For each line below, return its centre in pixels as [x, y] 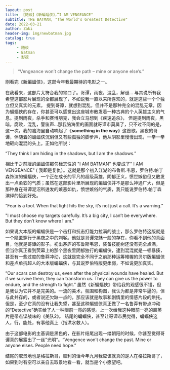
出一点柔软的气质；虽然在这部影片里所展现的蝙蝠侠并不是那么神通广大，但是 [85, 183]
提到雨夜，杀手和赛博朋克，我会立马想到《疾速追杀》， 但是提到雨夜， [87, 118]
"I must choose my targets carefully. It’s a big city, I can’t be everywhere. [81, 215]
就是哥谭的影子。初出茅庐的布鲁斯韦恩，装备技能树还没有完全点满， [89, 244]
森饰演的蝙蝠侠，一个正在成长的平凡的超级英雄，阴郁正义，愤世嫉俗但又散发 [85, 177]
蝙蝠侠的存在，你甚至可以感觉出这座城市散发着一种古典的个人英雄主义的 [85, 112]
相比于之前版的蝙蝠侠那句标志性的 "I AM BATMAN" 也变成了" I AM [74, 164]
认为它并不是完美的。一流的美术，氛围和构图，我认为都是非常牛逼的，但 [89, 291]
